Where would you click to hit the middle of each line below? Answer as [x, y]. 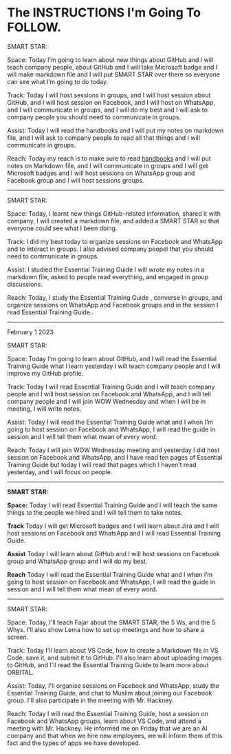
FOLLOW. [34, 27]
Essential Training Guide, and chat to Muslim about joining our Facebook [110, 693]
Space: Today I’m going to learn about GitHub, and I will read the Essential [112, 358]
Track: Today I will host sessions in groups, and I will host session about [109, 95]
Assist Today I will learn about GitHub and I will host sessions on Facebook [113, 553]
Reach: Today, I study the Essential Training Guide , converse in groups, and [115, 297]
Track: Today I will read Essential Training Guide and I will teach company [111, 387]
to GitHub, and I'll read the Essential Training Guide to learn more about [108, 665]
